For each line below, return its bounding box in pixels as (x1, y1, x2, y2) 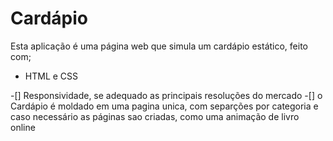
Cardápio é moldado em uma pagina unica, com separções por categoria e (10, 100, 319, 112)
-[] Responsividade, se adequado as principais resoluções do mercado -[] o (10, 89, 323, 101)
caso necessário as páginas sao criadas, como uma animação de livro (10, 110, 300, 122)
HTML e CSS (24, 70, 79, 82)
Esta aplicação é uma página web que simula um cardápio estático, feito (10, 40, 308, 52)
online (10, 121, 36, 133)
